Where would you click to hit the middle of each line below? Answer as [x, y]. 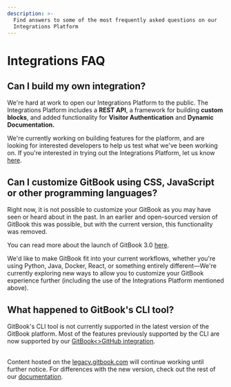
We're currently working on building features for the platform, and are [106, 138]
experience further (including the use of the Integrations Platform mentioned [115, 280]
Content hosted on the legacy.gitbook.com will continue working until [106, 362]
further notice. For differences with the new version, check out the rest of [111, 369]
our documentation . [35, 377]
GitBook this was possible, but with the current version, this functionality [110, 224]
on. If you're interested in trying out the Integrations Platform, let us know [111, 153]
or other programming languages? [82, 193]
